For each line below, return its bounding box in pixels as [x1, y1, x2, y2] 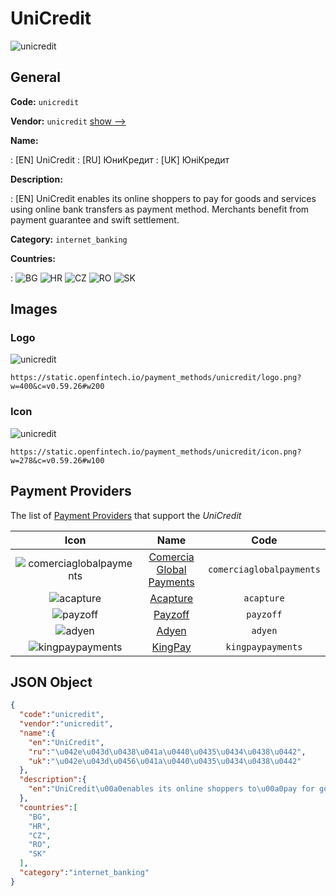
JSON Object [10, 673, 93, 691]
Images [10, 301, 58, 318]
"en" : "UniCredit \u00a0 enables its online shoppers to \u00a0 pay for [28, 784, 315, 794]
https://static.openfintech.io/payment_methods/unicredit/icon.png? [10, 447, 302, 457]
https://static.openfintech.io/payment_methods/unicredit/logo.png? [10, 373, 302, 383]
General [10, 69, 62, 86]
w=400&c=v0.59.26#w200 [10, 382, 105, 392]
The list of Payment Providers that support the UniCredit [10, 509, 242, 521]
